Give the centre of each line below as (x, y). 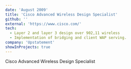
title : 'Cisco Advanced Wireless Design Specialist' (61, 14)
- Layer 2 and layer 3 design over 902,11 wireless (65, 33)
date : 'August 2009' (27, 10)
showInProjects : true (28, 47)
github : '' (17, 19)
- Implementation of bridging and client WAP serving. (68, 38)
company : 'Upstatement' (30, 42)
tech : (11, 28)
